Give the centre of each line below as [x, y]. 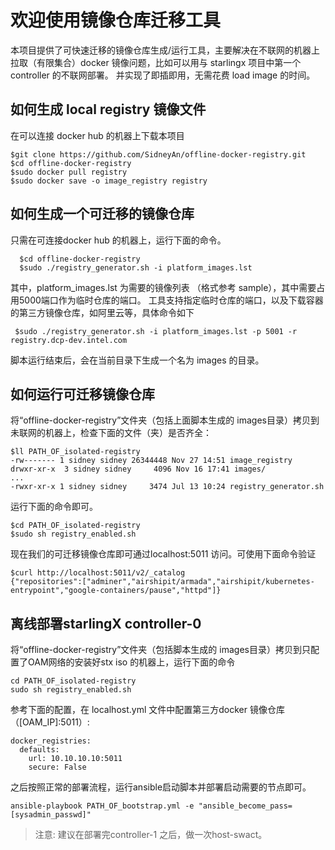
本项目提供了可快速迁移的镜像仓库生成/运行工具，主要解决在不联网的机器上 [165, 50]
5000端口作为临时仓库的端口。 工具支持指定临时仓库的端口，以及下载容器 [171, 300]
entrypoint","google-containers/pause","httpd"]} [116, 591]
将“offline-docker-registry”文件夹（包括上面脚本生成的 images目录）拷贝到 [165, 420]
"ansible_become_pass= [245, 806]
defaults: [39, 750]
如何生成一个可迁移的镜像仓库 [102, 214]
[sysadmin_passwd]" [51, 815]
